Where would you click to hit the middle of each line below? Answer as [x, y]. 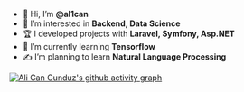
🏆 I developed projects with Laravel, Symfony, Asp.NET [128, 33]
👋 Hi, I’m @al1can [55, 14]
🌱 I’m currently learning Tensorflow [89, 46]
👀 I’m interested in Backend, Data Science [101, 23]
